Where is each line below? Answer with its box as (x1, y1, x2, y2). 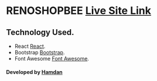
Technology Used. (6, 27, 74, 37)
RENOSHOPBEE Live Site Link (6, 4, 151, 17)
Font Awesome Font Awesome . (14, 55, 90, 62)
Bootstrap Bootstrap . (14, 49, 65, 56)
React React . (14, 43, 46, 50)
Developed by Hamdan (6, 68, 63, 75)
